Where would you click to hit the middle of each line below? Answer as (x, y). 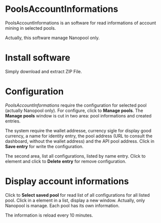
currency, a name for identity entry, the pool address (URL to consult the (79, 136)
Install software (38, 58)
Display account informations (67, 181)
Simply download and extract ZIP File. (44, 71)
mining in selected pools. (31, 28)
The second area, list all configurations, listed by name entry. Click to (75, 156)
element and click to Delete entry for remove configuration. (66, 161)
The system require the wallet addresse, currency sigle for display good (78, 130)
